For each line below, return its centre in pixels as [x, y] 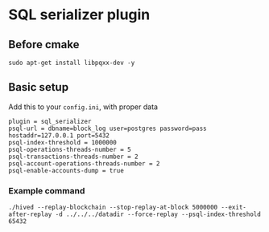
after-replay [30, 214]
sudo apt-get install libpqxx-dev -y [72, 63]
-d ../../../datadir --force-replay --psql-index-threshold [158, 214]
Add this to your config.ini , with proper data [83, 107]
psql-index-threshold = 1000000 [62, 142]
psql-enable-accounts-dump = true [66, 170]
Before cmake [44, 45]
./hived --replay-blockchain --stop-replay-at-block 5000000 [113, 208]
